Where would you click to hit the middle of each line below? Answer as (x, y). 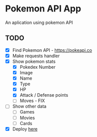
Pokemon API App (43, 9)
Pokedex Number (38, 67)
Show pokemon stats (34, 61)
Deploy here (25, 129)
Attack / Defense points (44, 95)
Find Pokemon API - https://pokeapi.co (52, 50)
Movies (27, 118)
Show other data (29, 106)
